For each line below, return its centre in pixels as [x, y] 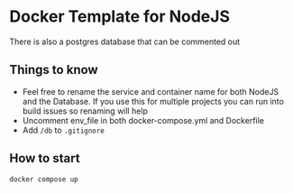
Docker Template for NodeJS [120, 17]
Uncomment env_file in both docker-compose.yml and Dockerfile [143, 120]
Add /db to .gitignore [64, 130]
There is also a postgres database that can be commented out [125, 41]
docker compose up [44, 179]
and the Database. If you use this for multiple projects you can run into [153, 101]
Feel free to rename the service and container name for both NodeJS [151, 91]
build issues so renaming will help [85, 111]
